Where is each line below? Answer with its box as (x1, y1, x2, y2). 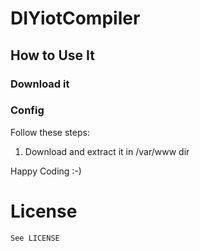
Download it (10, 77, 70, 91)
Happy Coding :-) (10, 165, 82, 177)
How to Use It (10, 47, 95, 64)
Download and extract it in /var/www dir (24, 145, 190, 157)
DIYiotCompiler (10, 7, 141, 30)
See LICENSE (10, 233, 60, 243)
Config (10, 103, 45, 117)
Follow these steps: (10, 126, 90, 138)
